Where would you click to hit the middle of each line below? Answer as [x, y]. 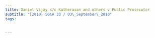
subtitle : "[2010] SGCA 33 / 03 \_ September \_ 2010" [59, 14]
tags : [11, 19]
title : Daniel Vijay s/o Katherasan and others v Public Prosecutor [77, 10]
